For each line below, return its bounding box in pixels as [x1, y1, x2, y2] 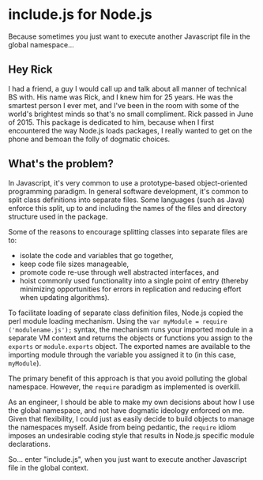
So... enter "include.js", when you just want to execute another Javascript [8, 454, 247, 463]
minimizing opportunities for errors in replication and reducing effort [19, 284, 242, 294]
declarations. [8, 439, 51, 448]
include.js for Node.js [8, 6, 152, 24]
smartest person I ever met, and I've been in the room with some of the [8, 100, 239, 110]
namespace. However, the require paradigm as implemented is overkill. [8, 381, 241, 392]
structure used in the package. [8, 212, 108, 221]
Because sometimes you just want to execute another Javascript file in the [8, 32, 250, 41]
